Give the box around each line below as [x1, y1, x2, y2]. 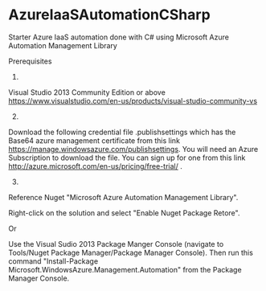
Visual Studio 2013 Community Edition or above [8, 87, 166, 97]
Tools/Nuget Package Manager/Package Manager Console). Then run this [8, 248, 253, 257]
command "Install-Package [8, 256, 99, 266]
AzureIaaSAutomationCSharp [8, 6, 211, 24]
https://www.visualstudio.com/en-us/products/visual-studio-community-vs [8, 96, 258, 105]
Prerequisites [8, 56, 52, 66]
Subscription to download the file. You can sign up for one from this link [8, 153, 246, 162]
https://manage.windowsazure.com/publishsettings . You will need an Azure [8, 144, 259, 154]
